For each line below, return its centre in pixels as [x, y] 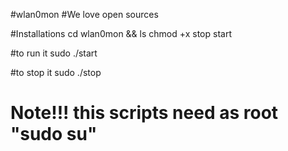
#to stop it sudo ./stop [56, 72]
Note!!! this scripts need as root [144, 113]
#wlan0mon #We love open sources [84, 14]
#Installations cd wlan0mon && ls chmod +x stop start [121, 33]
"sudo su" [54, 134]
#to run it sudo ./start [54, 53]
